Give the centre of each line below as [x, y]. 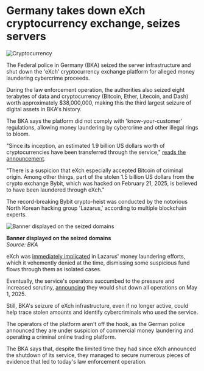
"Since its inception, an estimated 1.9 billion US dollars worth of [86, 145]
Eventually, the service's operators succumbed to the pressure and [90, 281]
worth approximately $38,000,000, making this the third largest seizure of [99, 102]
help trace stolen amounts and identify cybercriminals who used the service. [102, 312]
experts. [17, 214]
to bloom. [18, 134]
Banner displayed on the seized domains [59, 238]
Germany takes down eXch [76, 11]
